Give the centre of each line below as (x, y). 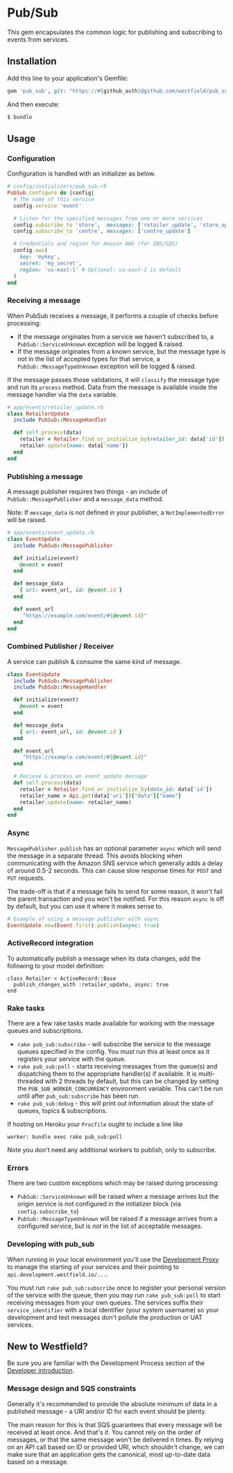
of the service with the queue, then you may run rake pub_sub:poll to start (114, 1295)
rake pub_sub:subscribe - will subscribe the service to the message (114, 1044)
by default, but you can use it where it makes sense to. (85, 906)
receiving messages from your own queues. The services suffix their (105, 1302)
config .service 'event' (48, 206)
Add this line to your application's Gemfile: (68, 78)
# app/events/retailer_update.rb (55, 407)
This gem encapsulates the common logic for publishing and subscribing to (115, 32)
